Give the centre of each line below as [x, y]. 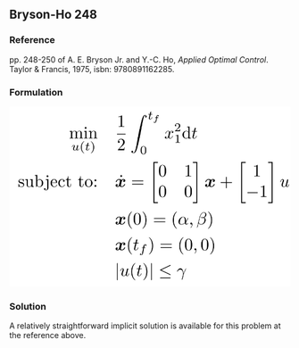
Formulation [36, 92]
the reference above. [48, 336]
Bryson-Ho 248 [54, 15]
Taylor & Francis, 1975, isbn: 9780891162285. [92, 69]
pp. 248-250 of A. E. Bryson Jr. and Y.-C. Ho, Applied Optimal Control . [139, 59]
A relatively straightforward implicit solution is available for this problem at [145, 326]
